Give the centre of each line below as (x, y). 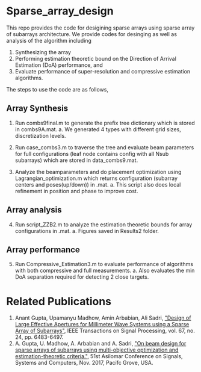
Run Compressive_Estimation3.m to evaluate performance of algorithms (104, 264)
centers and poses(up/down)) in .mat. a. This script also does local (98, 184)
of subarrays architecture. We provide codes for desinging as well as (92, 34)
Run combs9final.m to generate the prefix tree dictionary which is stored (105, 123)
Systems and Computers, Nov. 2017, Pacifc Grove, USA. (84, 363)
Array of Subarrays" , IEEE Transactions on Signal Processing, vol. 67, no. (105, 331)
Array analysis (34, 210)
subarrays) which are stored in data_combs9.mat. (76, 160)
